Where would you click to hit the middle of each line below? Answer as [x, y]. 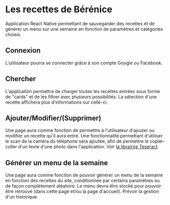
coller [11, 147]
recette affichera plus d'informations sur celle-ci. [56, 102]
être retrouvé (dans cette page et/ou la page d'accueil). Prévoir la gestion [82, 191]
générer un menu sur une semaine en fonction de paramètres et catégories [84, 29]
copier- [158, 141]
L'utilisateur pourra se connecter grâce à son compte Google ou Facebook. [84, 63]
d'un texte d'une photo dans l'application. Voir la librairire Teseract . [89, 147]
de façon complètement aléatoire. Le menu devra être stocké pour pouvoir [83, 186]
